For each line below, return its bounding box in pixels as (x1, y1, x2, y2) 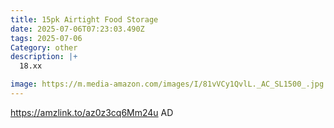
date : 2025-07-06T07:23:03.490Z (10, 24, 145, 34)
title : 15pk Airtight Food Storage (10, 14, 159, 25)
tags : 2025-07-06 (10, 33, 83, 43)
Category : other (10, 42, 78, 53)
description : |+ (10, 52, 78, 62)
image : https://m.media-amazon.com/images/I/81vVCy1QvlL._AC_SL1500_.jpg (10, 79, 325, 90)
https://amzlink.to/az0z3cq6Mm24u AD (10, 106, 174, 118)
